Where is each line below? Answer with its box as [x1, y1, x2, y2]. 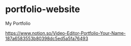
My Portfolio [5, 20, 31, 26]
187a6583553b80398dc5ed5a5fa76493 [5, 35, 88, 41]
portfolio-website [5, 4, 80, 15]
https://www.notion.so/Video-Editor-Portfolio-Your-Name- [5, 30, 126, 36]
